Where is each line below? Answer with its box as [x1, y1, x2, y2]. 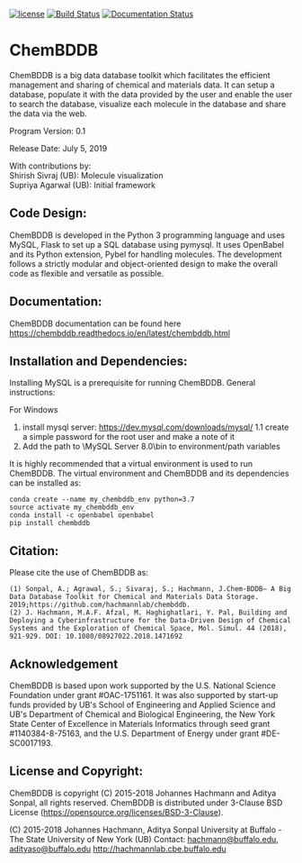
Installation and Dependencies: [9, 353, 188, 368]
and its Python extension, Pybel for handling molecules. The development [9, 249, 282, 259]
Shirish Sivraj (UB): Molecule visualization [9, 169, 164, 180]
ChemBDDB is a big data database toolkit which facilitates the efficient [9, 69, 271, 80]
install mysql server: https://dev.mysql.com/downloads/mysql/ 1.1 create [22, 422, 289, 432]
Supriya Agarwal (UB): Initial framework [9, 179, 155, 190]
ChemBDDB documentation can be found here [9, 318, 182, 329]
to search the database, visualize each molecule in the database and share [9, 98, 287, 109]
